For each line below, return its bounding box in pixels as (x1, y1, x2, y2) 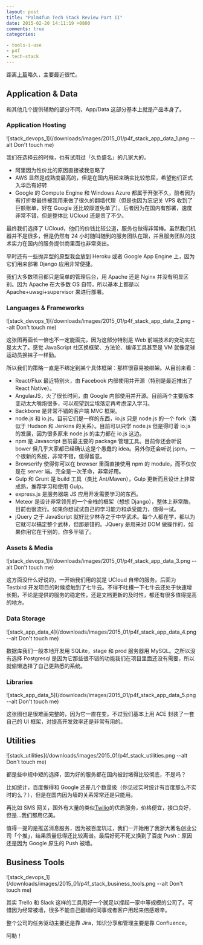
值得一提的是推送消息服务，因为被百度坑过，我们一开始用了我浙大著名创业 (6, 824, 192, 831)
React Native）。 (14, 385, 56, 392)
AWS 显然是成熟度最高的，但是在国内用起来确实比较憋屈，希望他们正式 (14, 174, 193, 181)
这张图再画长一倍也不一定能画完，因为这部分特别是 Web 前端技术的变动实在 (6, 336, 195, 343)
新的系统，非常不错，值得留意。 (25, 453, 106, 460)
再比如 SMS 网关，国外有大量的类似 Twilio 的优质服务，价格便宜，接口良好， (6, 804, 195, 811)
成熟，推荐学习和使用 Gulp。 (14, 483, 87, 490)
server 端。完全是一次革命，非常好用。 (27, 468, 124, 475)
